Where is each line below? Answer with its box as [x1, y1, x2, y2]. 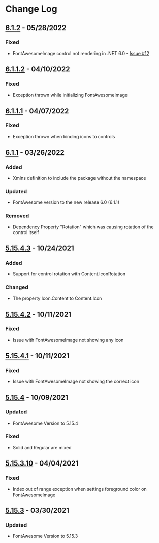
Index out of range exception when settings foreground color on [12, 486, 147, 492]
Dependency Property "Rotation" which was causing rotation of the [12, 224, 154, 230]
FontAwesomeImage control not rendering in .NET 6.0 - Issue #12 [12, 50, 150, 56]
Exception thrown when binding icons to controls [12, 134, 115, 140]
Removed [5, 212, 29, 219]
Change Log [5, 3, 57, 15]
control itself [12, 229, 39, 235]
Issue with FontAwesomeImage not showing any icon [12, 337, 124, 343]
